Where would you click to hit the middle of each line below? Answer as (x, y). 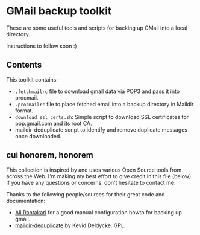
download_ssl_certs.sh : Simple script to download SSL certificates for (102, 117)
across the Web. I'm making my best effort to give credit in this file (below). (99, 176)
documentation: (26, 201)
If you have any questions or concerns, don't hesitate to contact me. (91, 182)
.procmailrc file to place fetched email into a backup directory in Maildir (104, 104)
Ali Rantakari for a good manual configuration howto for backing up (98, 212)
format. (24, 111)
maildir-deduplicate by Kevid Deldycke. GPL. (70, 225)
